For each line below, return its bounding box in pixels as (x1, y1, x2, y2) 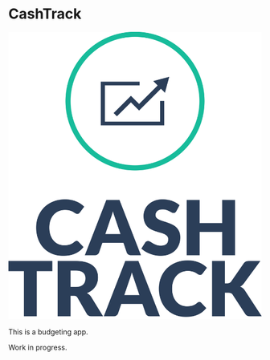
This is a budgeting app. (8, 327, 88, 337)
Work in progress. (8, 342, 67, 353)
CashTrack (8, 5, 82, 23)
